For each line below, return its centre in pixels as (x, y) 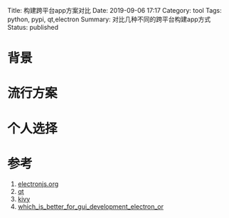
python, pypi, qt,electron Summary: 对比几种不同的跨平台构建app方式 (109, 19)
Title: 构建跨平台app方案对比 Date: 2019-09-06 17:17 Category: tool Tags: (114, 10)
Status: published (33, 27)
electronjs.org (38, 184)
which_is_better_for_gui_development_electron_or (91, 206)
